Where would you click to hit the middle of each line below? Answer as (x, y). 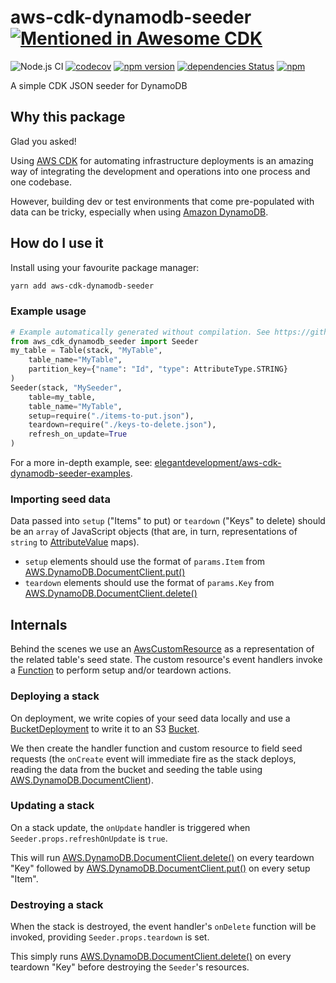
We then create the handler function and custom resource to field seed (156, 748)
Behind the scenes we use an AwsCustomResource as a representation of (162, 649)
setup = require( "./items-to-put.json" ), (111, 416)
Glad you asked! (43, 141)
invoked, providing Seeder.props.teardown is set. (110, 937)
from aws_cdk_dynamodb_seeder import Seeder (104, 341)
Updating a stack (52, 806)
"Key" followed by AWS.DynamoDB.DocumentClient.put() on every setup (160, 868)
